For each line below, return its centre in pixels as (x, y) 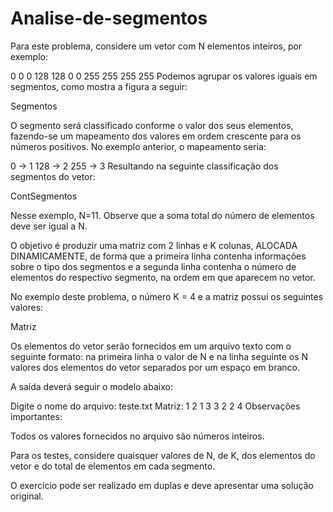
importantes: (36, 416)
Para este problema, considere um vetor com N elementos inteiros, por (156, 46)
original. (27, 496)
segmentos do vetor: (53, 176)
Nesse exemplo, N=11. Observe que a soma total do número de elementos (162, 215)
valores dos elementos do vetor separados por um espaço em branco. (155, 367)
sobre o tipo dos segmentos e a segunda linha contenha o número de (153, 266)
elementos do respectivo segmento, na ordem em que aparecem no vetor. (163, 277)
